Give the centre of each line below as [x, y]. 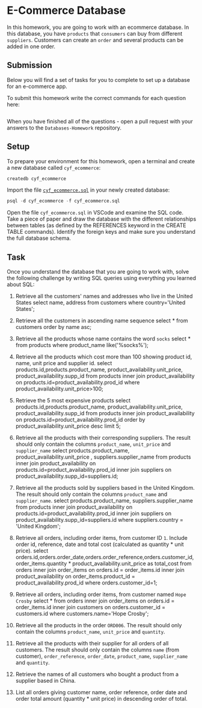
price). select [32, 551]
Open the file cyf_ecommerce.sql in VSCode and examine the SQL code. [95, 213]
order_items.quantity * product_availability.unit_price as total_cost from [103, 563]
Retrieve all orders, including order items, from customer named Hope [101, 595]
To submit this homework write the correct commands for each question [96, 98]
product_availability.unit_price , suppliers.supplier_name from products [103, 457]
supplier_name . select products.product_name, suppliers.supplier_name [104, 501]
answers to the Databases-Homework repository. [64, 128]
